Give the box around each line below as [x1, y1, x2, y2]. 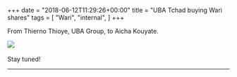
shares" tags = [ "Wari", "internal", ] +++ [7, 13, 125, 22]
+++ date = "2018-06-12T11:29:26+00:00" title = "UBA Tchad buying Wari [7, 6, 222, 14]
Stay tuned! [7, 55, 41, 63]
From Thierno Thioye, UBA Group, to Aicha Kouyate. [7, 27, 159, 35]
